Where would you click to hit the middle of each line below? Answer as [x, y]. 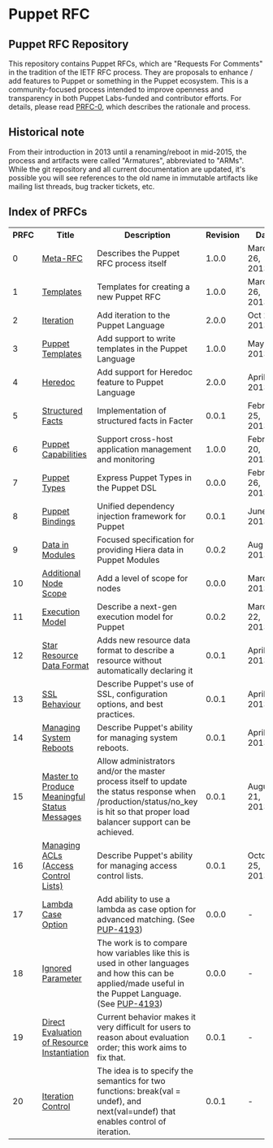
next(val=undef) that [136, 1111]
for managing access [137, 865]
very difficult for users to [144, 1027]
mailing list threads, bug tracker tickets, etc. [82, 186]
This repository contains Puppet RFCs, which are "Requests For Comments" [136, 63]
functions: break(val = [139, 1091]
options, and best [130, 704]
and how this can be [136, 973]
